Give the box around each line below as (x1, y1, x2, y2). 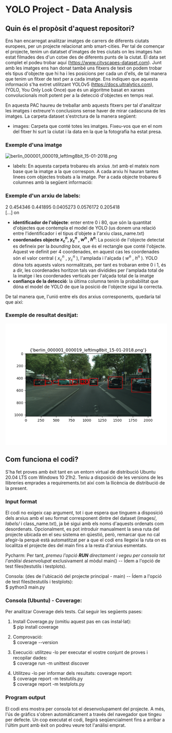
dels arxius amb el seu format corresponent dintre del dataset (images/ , (5, 515, 158, 521)
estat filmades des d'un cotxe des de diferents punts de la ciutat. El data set (5, 54, 166, 60)
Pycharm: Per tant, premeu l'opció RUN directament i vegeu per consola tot (5, 552, 165, 558)
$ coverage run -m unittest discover (12, 660, 89, 666)
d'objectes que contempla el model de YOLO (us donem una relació (12, 224, 156, 231)
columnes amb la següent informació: (12, 179, 93, 185)
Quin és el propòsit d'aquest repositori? (5, 24, 135, 33)
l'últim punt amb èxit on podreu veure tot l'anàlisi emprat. (5, 722, 126, 728)
